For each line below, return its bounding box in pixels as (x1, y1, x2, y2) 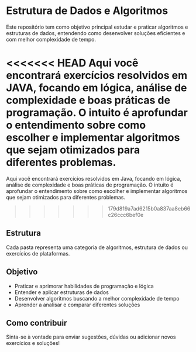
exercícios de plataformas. (6, 250, 70, 257)
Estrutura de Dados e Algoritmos (6, 4, 169, 18)
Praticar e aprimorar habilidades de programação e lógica (14, 282, 154, 289)
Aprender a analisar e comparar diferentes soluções (14, 301, 140, 308)
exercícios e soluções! (6, 340, 60, 347)
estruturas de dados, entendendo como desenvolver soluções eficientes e (6, 29, 185, 36)
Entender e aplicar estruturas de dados (14, 288, 109, 296)
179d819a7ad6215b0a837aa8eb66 (108, 205, 191, 212)
